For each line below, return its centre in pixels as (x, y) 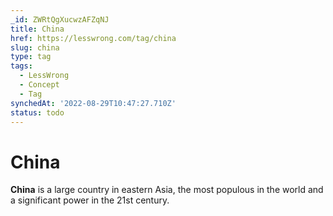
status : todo (37, 112)
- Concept (39, 85)
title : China (37, 29)
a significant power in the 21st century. (90, 200)
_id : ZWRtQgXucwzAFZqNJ (60, 19)
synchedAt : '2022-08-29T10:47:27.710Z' (93, 103)
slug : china (35, 47)
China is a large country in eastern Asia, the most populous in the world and (167, 190)
